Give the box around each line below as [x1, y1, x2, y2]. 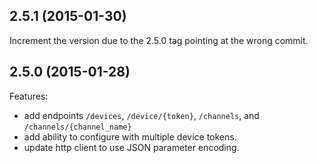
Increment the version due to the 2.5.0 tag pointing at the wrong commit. [9, 34, 309, 46]
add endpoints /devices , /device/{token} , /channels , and [23, 109, 260, 121]
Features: [9, 90, 49, 102]
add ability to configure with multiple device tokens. [23, 130, 237, 143]
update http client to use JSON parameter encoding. [23, 141, 240, 153]
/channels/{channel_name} [23, 122, 132, 132]
